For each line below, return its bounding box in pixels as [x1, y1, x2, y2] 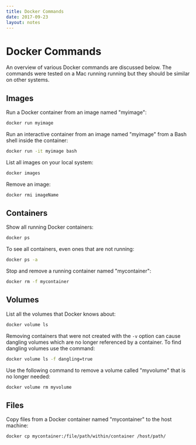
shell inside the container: [6, 137, 68, 144]
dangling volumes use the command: [6, 344, 95, 351]
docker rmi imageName [6, 192, 59, 198]
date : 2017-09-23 [6, 14, 49, 20]
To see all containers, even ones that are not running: [6, 246, 135, 253]
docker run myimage [6, 120, 54, 126]
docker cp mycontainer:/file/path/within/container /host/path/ [6, 433, 166, 439]
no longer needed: [6, 372, 51, 380]
